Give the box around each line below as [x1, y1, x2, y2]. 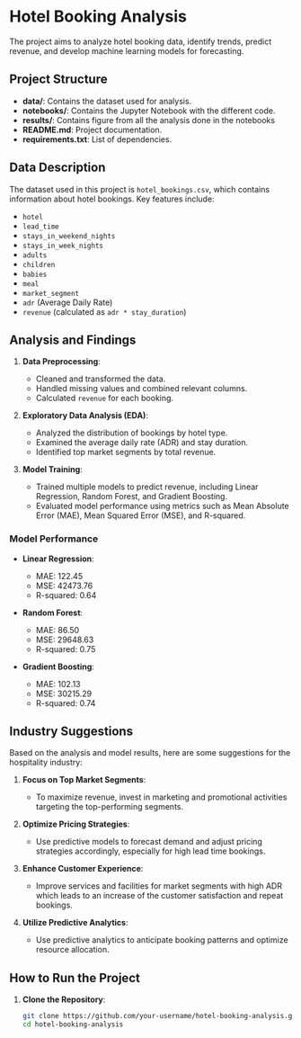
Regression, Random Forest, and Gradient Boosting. [35, 491, 227, 502]
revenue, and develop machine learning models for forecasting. [9, 45, 244, 56]
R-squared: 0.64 [35, 589, 97, 600]
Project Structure [9, 72, 108, 87]
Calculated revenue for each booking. [35, 393, 173, 404]
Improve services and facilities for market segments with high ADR [35, 881, 283, 891]
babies [22, 270, 48, 279]
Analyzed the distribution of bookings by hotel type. [35, 427, 228, 438]
